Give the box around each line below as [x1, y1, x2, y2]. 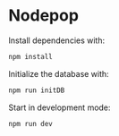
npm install [8, 52, 53, 61]
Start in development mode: [8, 102, 111, 113]
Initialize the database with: [8, 68, 109, 79]
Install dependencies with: [8, 35, 106, 46]
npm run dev [8, 119, 53, 128]
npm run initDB [8, 86, 65, 95]
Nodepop [8, 5, 80, 26]
